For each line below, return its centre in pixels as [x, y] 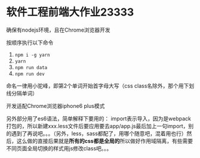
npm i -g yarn [32, 55]
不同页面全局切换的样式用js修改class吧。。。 [59, 148]
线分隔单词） [22, 93]
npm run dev [30, 74]
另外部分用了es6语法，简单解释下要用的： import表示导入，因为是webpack [99, 118]
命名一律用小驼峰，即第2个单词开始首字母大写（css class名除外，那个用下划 [100, 86]
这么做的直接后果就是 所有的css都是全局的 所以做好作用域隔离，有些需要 [104, 141]
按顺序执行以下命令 [30, 42]
